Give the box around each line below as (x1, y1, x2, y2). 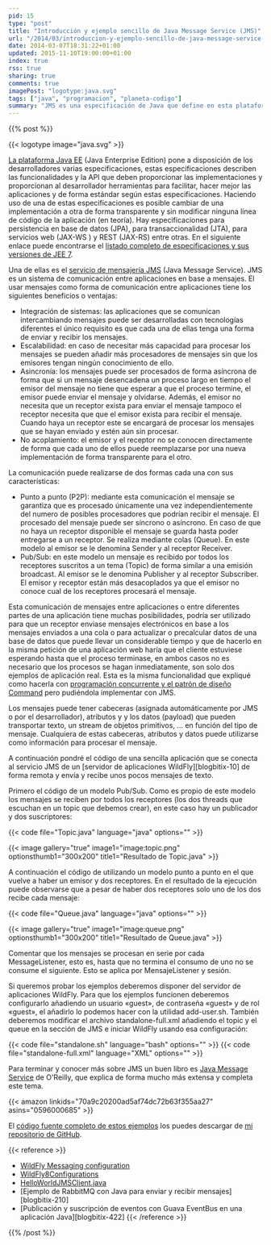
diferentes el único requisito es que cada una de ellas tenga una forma (19, 324, 255, 333)
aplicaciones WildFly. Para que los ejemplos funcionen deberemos (8, 990, 230, 1000)
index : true (8, 57, 48, 65)
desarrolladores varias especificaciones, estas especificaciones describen (8, 164, 256, 173)
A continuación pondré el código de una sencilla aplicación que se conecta (8, 754, 258, 763)
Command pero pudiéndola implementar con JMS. (8, 687, 176, 698)
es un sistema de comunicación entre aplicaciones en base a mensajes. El (8, 274, 255, 283)
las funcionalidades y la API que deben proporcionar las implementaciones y (8, 173, 263, 182)
